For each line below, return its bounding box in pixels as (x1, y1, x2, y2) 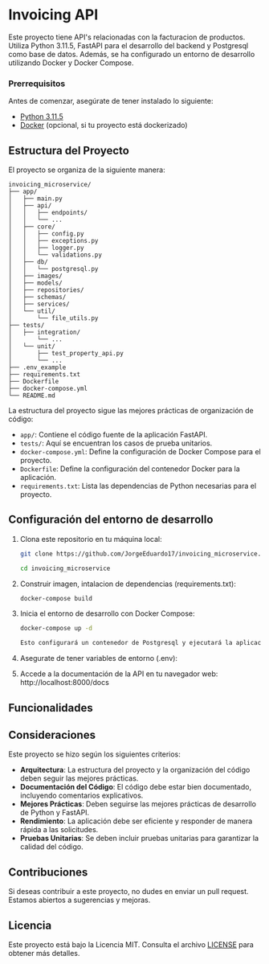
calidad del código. (19, 842, 84, 851)
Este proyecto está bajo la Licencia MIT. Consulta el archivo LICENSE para (8, 940, 255, 950)
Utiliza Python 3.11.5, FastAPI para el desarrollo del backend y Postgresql (8, 40, 249, 50)
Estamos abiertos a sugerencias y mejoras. (8, 895, 151, 905)
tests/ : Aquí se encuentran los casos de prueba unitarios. (19, 438, 213, 448)
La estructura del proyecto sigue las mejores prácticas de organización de (8, 406, 255, 416)
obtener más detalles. (8, 949, 80, 958)
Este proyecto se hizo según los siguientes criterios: (8, 749, 181, 759)
